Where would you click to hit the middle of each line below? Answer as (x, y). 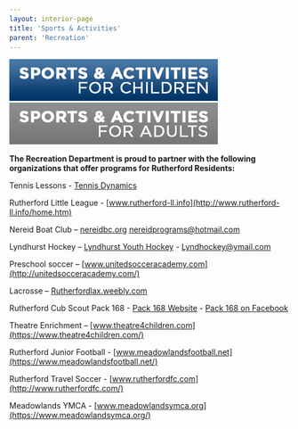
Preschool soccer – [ (47, 264)
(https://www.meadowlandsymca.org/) (80, 416)
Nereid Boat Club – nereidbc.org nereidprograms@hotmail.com (125, 230)
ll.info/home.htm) (41, 212)
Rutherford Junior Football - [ (63, 352)
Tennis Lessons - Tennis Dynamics (73, 186)
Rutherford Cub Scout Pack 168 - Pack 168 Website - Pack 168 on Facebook (149, 309)
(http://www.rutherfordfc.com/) (67, 389)
